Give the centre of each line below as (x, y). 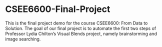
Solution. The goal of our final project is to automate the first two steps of (81, 28)
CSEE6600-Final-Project (58, 9)
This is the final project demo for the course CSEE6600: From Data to (76, 23)
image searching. (23, 39)
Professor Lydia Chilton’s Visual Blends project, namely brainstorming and (81, 33)
